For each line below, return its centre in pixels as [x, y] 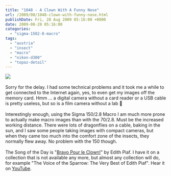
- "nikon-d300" [26, 57]
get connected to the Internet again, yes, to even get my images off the [80, 93]
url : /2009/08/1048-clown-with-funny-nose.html [57, 15]
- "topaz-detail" [28, 62]
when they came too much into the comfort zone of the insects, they [77, 136]
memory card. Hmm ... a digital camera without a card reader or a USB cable [86, 98]
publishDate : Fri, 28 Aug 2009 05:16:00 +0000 [56, 19]
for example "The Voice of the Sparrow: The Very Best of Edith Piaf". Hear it [85, 163]
